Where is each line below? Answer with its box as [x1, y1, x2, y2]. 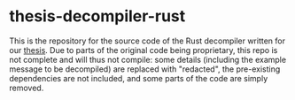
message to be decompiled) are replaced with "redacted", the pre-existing [9, 64, 281, 74]
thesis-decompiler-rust [9, 6, 186, 27]
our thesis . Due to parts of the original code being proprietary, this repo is [9, 44, 278, 55]
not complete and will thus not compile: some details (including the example [9, 54, 286, 65]
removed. [9, 82, 44, 93]
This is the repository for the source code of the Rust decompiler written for [9, 35, 286, 46]
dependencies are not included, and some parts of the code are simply [9, 73, 268, 83]
